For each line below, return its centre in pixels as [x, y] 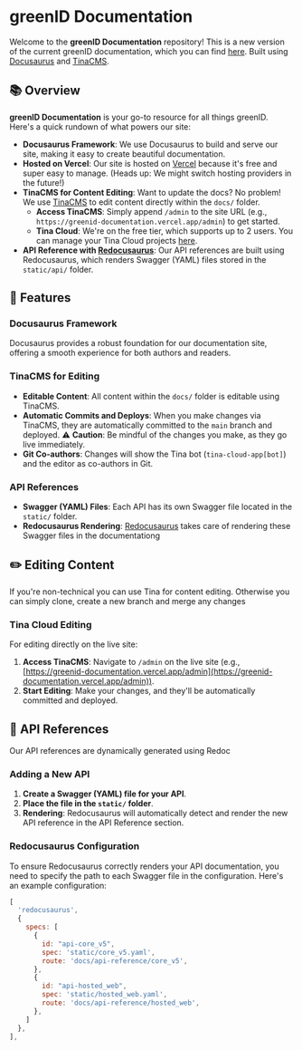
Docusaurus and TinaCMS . [60, 61]
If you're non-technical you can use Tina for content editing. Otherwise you [150, 592]
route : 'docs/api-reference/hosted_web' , [121, 1003]
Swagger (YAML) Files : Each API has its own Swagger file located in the [157, 507]
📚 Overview [45, 91]
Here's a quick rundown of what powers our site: [100, 126]
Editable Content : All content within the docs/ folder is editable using [151, 396]
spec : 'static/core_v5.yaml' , [99, 952]
